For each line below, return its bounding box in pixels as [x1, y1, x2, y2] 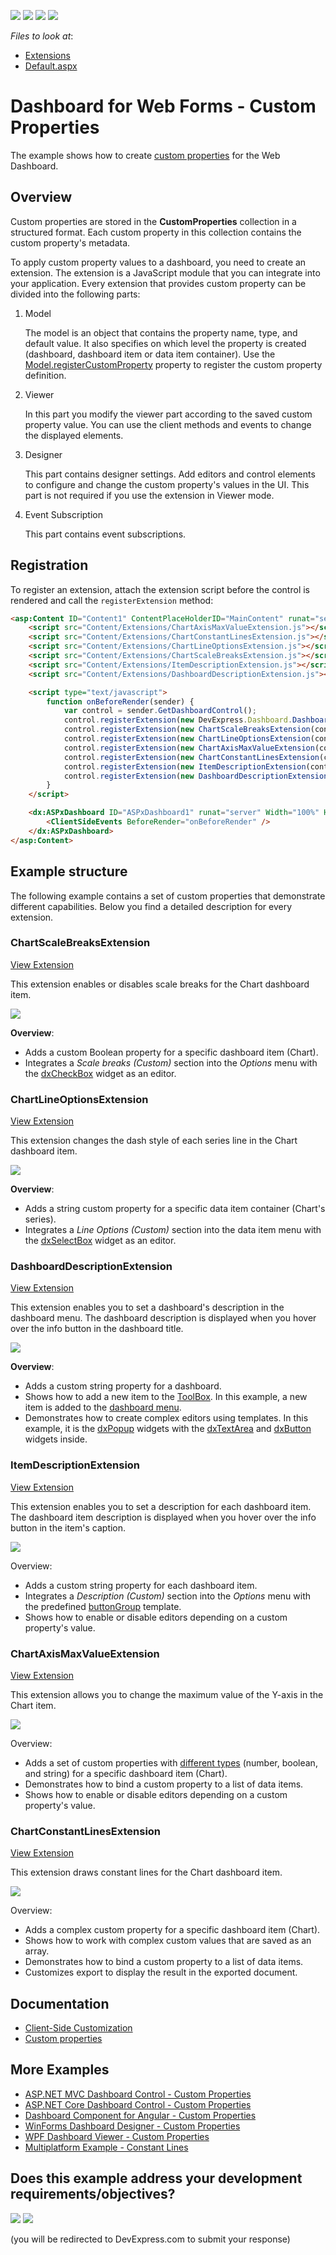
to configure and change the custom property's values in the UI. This [24, 478, 310, 490]
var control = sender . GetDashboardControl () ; [63, 706, 257, 716]
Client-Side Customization [24, 2022, 133, 2034]
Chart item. [10, 1699, 57, 1711]
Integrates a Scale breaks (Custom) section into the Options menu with [24, 1056, 318, 1069]
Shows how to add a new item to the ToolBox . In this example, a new [24, 1391, 308, 1403]
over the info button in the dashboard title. [10, 1323, 184, 1335]
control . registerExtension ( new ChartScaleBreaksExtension [63, 725, 311, 735]
